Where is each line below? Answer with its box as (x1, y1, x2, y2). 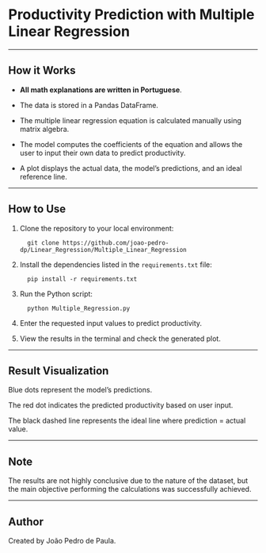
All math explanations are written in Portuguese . (19, 85, 182, 95)
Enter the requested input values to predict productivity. (19, 318, 203, 327)
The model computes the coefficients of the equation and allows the (19, 139, 243, 149)
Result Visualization (8, 364, 109, 377)
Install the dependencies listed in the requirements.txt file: (19, 260, 212, 269)
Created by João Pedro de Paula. (8, 536, 116, 545)
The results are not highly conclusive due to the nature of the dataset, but (8, 476, 249, 485)
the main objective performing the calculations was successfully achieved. (8, 485, 252, 494)
